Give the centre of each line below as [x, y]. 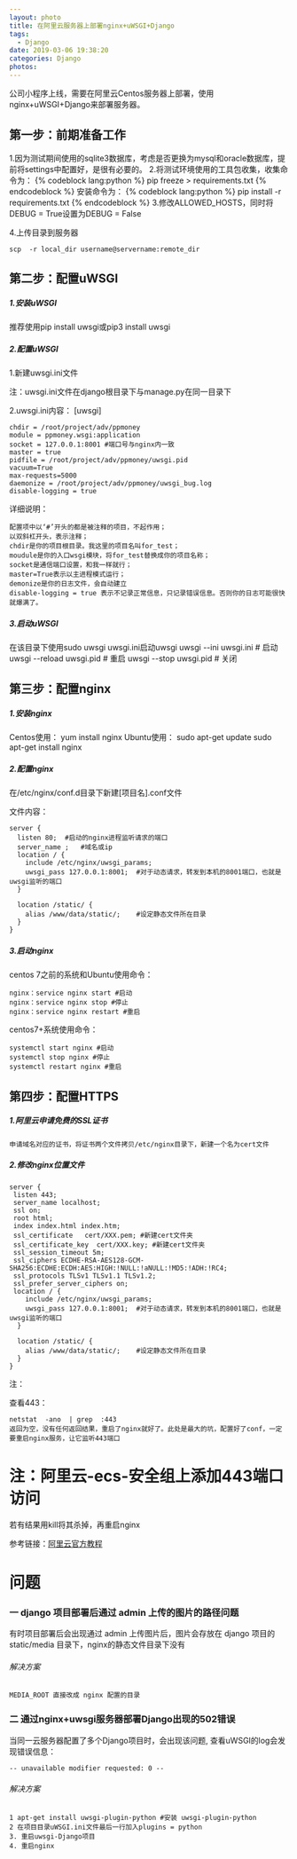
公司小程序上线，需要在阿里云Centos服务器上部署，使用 [112, 93]
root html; [33, 1218]
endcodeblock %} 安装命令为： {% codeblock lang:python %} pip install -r [145, 191]
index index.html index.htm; [67, 1225]
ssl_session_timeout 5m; [59, 1252]
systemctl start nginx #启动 [62, 1048]
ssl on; [27, 1210]
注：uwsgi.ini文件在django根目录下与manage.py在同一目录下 [121, 392]
